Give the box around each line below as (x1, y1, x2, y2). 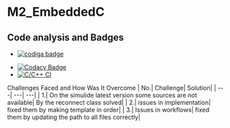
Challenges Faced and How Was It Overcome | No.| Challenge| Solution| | (7, 84, 216, 92)
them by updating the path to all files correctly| (7, 113, 141, 121)
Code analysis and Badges (7, 32, 124, 43)
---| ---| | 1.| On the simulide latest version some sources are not (13, 91, 198, 99)
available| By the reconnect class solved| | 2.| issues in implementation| (7, 98, 211, 107)
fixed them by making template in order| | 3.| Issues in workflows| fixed (7, 106, 209, 114)
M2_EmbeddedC (7, 4, 105, 20)
